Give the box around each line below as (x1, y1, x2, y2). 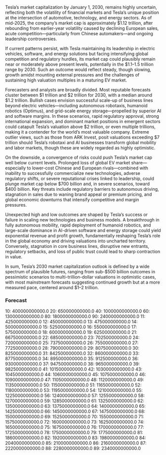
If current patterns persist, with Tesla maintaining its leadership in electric (5, 46, 155, 51)
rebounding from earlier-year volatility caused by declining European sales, (5, 25, 159, 31)
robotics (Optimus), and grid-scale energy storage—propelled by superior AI (5, 108, 162, 114)
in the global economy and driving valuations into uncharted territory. (5, 238, 147, 244)
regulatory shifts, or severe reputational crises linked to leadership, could (5, 176, 155, 181)
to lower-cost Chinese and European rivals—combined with (27, 165, 149, 171)
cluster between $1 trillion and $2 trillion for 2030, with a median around (5, 92, 153, 98)
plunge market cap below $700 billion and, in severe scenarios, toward (5, 181, 150, 187)
